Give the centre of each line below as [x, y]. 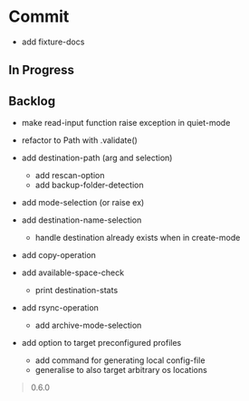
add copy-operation [59, 255]
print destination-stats [77, 291]
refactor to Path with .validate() [79, 140]
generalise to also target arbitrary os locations [121, 370]
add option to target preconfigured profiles [101, 343]
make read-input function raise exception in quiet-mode [126, 123]
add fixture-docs [53, 42]
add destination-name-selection [81, 220]
